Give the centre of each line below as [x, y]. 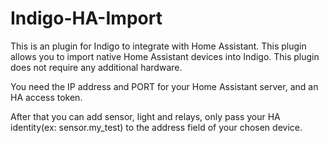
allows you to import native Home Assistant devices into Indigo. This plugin [165, 56]
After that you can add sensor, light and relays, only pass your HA [145, 116]
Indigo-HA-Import [86, 18]
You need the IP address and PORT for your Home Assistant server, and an [164, 86]
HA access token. [46, 97]
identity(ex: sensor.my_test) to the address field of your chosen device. [156, 127]
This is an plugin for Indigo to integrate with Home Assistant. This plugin [158, 46]
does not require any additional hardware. [96, 67]
